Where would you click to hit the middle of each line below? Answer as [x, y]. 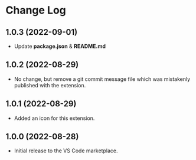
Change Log [36, 10]
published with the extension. [50, 85]
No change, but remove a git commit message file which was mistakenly [102, 79]
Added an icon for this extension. [54, 118]
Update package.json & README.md [60, 46]
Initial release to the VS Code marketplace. [66, 151]
